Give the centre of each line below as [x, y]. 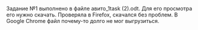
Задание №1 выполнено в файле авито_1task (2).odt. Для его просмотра [99, 9]
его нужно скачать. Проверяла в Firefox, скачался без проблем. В [92, 15]
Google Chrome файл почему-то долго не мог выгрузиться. [83, 21]
